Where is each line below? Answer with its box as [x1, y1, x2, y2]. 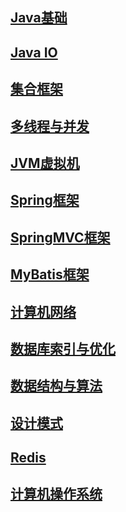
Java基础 [10, 9, 68, 27]
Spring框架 [10, 192, 80, 209]
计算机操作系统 [10, 486, 103, 503]
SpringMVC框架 [10, 229, 111, 246]
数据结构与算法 [10, 378, 103, 395]
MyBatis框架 [10, 266, 90, 283]
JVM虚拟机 [10, 154, 80, 172]
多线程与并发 [10, 118, 90, 135]
